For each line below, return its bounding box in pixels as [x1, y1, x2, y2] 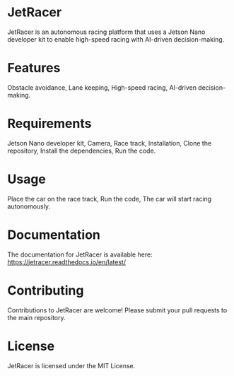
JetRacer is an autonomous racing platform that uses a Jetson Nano [7, 28, 206, 36]
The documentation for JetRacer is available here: [7, 250, 153, 259]
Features [7, 60, 61, 76]
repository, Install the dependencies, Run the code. [7, 146, 156, 155]
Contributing [7, 282, 84, 298]
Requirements [7, 116, 92, 131]
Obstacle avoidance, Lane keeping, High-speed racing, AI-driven [7, 83, 197, 92]
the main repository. [7, 313, 66, 322]
